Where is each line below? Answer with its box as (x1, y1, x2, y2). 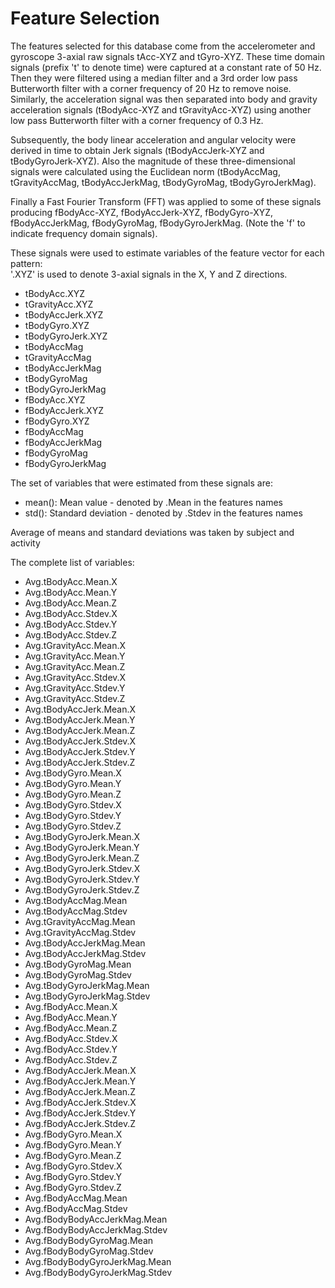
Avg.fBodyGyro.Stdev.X (24, 1160, 123, 1172)
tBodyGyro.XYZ (24, 319, 90, 331)
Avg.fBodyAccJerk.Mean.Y (24, 1075, 137, 1087)
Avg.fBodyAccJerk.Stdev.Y (24, 1107, 137, 1119)
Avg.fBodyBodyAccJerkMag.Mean (24, 1213, 168, 1225)
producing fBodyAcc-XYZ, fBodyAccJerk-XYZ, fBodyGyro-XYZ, (10, 206, 274, 218)
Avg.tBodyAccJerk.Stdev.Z (24, 756, 136, 768)
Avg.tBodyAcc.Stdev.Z (24, 628, 118, 641)
